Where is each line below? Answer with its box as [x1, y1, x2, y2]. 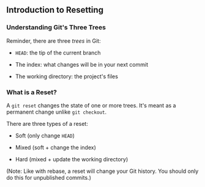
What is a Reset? [6, 88, 57, 97]
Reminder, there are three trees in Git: [6, 37, 101, 45]
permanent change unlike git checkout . [6, 108, 107, 116]
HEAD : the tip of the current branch [15, 49, 101, 56]
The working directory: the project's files [15, 73, 118, 80]
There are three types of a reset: [6, 120, 89, 127]
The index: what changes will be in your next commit [15, 61, 149, 68]
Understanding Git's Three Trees [6, 23, 106, 32]
